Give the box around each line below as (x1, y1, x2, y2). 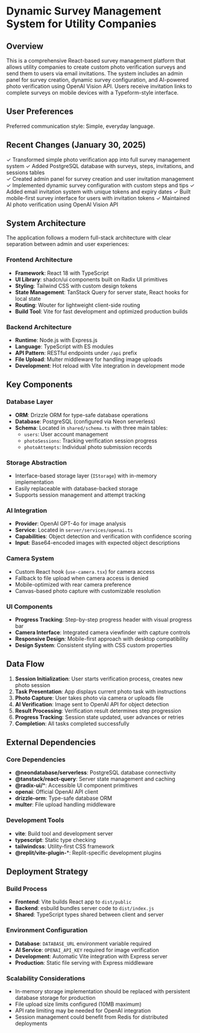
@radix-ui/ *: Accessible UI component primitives (14, 782, 138, 789)
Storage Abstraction (6, 458, 67, 466)
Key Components (6, 380, 73, 390)
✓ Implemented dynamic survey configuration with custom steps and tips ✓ (6, 181, 195, 189)
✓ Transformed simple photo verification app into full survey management (6, 155, 191, 163)
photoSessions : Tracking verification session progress (23, 437, 158, 444)
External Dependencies (6, 737, 96, 748)
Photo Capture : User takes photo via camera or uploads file (14, 694, 164, 702)
